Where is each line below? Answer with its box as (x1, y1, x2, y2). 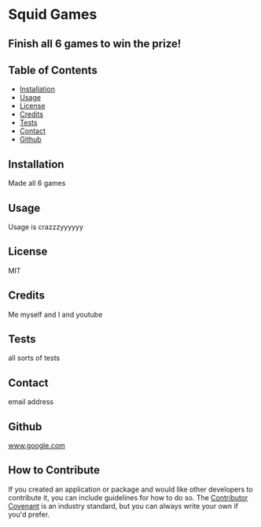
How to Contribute (8, 463, 101, 477)
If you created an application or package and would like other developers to (8, 484, 253, 494)
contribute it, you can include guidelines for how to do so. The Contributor (8, 492, 248, 502)
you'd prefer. (8, 510, 50, 519)
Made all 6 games (8, 179, 66, 188)
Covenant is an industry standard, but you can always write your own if (8, 501, 238, 510)
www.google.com (8, 441, 65, 451)
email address (8, 397, 53, 406)
